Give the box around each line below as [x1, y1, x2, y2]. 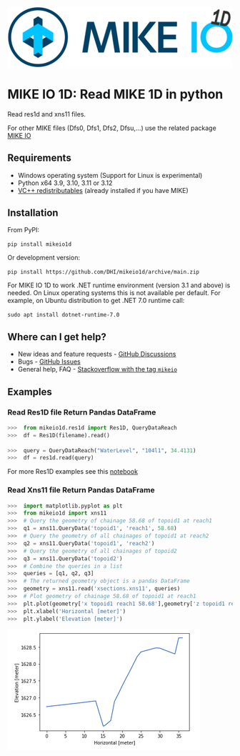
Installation [7, 207, 59, 219]
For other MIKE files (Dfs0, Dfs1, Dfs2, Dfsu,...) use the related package [7, 124, 216, 132]
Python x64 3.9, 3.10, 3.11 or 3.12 [17, 179, 113, 187]
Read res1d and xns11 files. [7, 109, 86, 118]
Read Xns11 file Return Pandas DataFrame [7, 485, 155, 495]
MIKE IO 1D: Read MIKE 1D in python [7, 86, 224, 103]
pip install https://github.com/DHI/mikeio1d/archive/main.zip [7, 269, 200, 276]
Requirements [7, 152, 71, 164]
